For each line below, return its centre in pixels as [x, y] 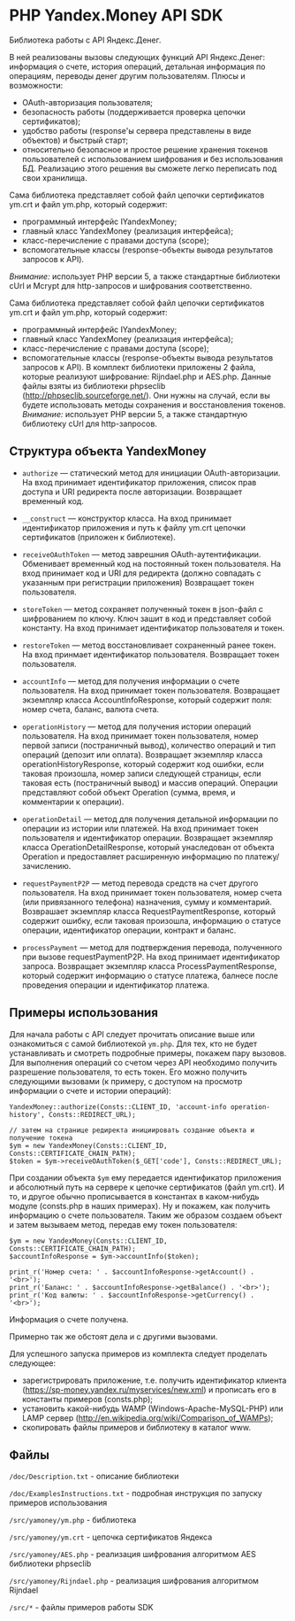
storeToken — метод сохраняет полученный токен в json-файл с [142, 609]
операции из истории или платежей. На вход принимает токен [140, 828]
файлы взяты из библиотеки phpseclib [94, 385]
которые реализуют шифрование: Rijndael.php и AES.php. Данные [147, 376]
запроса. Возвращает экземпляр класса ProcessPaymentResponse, [149, 966]
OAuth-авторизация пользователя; [87, 102]
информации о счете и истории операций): [91, 1090]
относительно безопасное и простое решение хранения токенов [145, 149]
